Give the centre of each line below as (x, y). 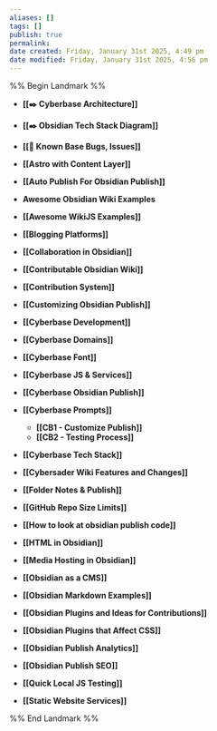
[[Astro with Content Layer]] (76, 164)
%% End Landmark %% (54, 718)
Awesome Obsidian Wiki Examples (89, 199)
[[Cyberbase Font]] (59, 357)
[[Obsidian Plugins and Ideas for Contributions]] (115, 613)
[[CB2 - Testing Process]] (85, 437)
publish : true (36, 34)
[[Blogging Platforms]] (65, 234)
